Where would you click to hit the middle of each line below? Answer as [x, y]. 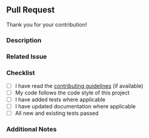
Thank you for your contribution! [47, 24]
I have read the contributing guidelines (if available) [79, 86]
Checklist [21, 73]
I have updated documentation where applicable [75, 107]
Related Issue [27, 56]
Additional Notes [31, 130]
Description [24, 40]
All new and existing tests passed [57, 113]
